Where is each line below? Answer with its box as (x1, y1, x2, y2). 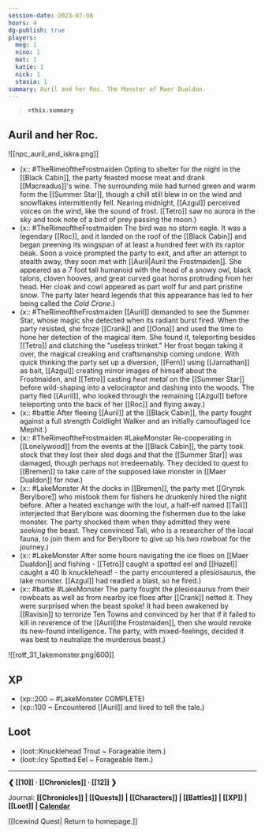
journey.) (19, 542, 49, 552)
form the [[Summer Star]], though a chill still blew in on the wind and (19, 190, 242, 199)
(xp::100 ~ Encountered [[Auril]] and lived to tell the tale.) (19, 703, 205, 711)
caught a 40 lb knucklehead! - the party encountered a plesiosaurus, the (19, 568, 256, 577)
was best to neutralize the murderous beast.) (19, 635, 166, 644)
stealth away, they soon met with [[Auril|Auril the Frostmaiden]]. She (19, 257, 242, 266)
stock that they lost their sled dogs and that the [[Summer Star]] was (19, 450, 243, 459)
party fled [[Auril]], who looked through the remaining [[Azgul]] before (19, 391, 248, 401)
